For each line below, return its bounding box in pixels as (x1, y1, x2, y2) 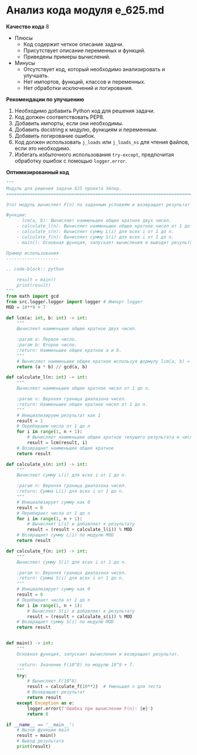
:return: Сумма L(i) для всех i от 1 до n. (16, 488, 125, 494)
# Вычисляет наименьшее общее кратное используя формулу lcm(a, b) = (16, 358, 191, 364)
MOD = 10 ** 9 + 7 (6, 304, 46, 310)
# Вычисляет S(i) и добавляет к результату (27, 608, 135, 614)
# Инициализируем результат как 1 (16, 413, 101, 418)
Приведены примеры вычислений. (23, 53, 111, 60)
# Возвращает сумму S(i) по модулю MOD (16, 619, 114, 625)
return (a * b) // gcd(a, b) (16, 364, 88, 370)
